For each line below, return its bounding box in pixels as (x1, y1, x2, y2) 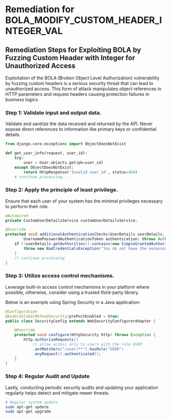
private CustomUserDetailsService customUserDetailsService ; (5, 218, 138, 223)
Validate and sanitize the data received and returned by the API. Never (5, 121, 153, 127)
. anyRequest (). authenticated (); (32, 351, 101, 356)
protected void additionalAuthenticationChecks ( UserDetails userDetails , (5, 232, 165, 237)
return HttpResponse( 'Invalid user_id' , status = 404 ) (23, 170, 138, 175)
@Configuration (5, 309, 38, 314)
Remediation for (5, 4, 75, 15)
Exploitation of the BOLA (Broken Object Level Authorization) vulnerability (5, 75, 160, 81)
